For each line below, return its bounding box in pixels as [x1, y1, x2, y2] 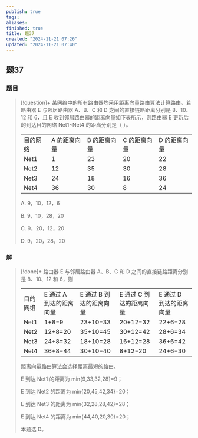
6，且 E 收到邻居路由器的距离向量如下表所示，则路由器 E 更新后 [34, 114, 189, 121]
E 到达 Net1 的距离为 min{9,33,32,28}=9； [20, 375, 123, 382]
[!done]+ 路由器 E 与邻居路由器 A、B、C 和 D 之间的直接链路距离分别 [20, 268, 189, 275]
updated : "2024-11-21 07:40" [6, 42, 78, 48]
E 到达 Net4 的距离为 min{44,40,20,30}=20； [20, 413, 131, 420]
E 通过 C [119, 290, 143, 298]
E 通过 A [44, 290, 67, 298]
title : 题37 [6, 31, 35, 37]
